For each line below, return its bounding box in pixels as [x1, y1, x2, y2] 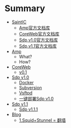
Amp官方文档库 [19, 25, 50, 31]
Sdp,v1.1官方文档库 [19, 43, 57, 49]
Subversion [19, 85, 42, 91]
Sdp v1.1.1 [19, 106, 38, 112]
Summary [4, 3, 45, 14]
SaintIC [11, 19, 26, 25]
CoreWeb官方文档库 [19, 31, 60, 37]
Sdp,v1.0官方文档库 [19, 37, 58, 43]
